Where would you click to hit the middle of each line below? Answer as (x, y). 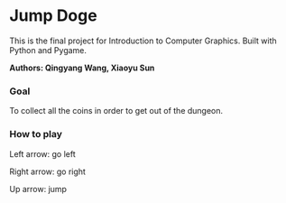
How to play (36, 134)
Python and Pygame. (48, 50)
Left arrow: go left (43, 153)
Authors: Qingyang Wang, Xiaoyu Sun (82, 68)
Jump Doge (53, 16)
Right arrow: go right (47, 171)
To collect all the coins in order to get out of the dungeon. (116, 111)
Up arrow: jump (38, 189)
